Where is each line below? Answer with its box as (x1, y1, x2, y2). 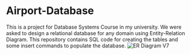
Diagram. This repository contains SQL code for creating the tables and (6, 36, 179, 43)
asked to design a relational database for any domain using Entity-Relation (6, 29, 186, 36)
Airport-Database (6, 4, 94, 18)
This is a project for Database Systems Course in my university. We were (6, 23, 182, 30)
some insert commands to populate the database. (6, 42, 126, 49)
